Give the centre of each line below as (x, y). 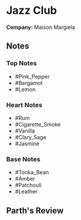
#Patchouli (28, 185)
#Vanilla (25, 131)
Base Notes (23, 159)
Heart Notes (24, 105)
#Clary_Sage (31, 137)
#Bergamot (29, 83)
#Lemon (25, 89)
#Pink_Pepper (32, 77)
